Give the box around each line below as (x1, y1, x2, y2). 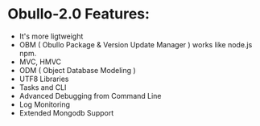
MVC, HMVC (19, 57, 62, 67)
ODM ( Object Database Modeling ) (19, 65, 136, 75)
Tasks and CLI (19, 82, 67, 92)
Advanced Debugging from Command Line (19, 91, 162, 100)
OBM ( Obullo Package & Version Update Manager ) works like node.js (19, 39, 253, 49)
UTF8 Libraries (19, 74, 69, 83)
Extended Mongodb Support (19, 108, 114, 117)
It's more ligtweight (19, 31, 84, 41)
